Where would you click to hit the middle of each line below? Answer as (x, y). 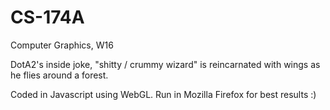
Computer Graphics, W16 (62, 45)
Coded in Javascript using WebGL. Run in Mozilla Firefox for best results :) (163, 94)
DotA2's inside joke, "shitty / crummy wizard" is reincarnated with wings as (165, 64)
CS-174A (47, 17)
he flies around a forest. (59, 75)
